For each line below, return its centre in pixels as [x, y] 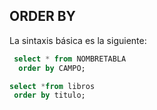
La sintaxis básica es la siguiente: [78, 40]
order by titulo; [49, 95]
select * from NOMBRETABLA [70, 59]
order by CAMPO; [52, 68]
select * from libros [52, 86]
